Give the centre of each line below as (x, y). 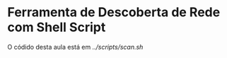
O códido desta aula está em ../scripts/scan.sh (75, 47)
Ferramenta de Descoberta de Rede (114, 12)
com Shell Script (57, 27)
